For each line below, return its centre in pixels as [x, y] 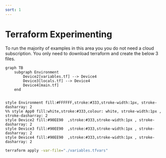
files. [10, 59]
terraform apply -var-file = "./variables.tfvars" [57, 150]
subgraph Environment [36, 72]
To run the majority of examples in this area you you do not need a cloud [80, 48]
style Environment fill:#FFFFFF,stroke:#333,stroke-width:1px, [72, 102]
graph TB [14, 68]
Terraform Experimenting [59, 34]
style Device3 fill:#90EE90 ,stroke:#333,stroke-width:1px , [71, 129]
